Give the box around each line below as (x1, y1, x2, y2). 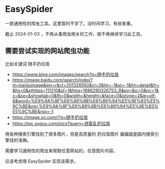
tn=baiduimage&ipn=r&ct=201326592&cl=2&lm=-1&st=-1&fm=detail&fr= (12, 82, 160, 88)
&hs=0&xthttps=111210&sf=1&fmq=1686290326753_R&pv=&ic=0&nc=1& (12, 87, 159, 93)
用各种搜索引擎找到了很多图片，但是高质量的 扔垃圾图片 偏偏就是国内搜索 (5, 131, 155, 137)
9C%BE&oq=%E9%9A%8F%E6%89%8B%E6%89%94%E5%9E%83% (12, 103, 159, 109)
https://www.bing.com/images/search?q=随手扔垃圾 (12, 71, 119, 77)
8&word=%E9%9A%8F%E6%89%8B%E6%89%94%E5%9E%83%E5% (12, 98, 160, 104)
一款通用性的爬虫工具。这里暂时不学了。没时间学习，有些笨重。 (5, 20, 135, 26)
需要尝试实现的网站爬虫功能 (5, 47, 90, 55)
